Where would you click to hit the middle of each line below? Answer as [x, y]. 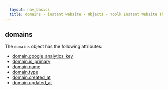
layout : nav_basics [30, 10]
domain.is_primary [31, 61]
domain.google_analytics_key [43, 56]
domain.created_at [31, 77]
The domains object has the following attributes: [54, 46]
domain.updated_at [32, 83]
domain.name [26, 67]
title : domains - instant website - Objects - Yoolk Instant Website [83, 14]
